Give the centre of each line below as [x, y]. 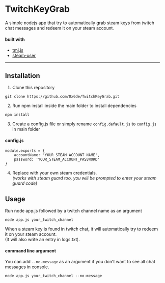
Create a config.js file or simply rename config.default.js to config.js [84, 124]
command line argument [31, 250]
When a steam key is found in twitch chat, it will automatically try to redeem [82, 229]
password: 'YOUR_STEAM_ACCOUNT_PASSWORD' [57, 159]
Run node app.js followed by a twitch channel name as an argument [74, 211]
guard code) [25, 183]
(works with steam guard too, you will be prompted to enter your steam [84, 178]
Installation [23, 76]
